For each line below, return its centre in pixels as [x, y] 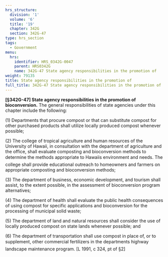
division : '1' [24, 15]
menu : [11, 52]
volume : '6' [22, 19]
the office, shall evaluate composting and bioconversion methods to [76, 151]
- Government [23, 48]
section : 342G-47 [28, 33]
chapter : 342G [24, 29]
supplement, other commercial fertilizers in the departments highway [77, 241]
